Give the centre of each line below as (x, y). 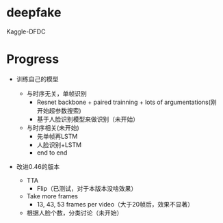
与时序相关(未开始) (53, 127)
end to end (52, 153)
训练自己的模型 (37, 79)
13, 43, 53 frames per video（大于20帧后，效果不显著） (115, 204)
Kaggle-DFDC (26, 31)
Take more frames (52, 196)
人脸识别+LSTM (59, 144)
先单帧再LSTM (57, 136)
